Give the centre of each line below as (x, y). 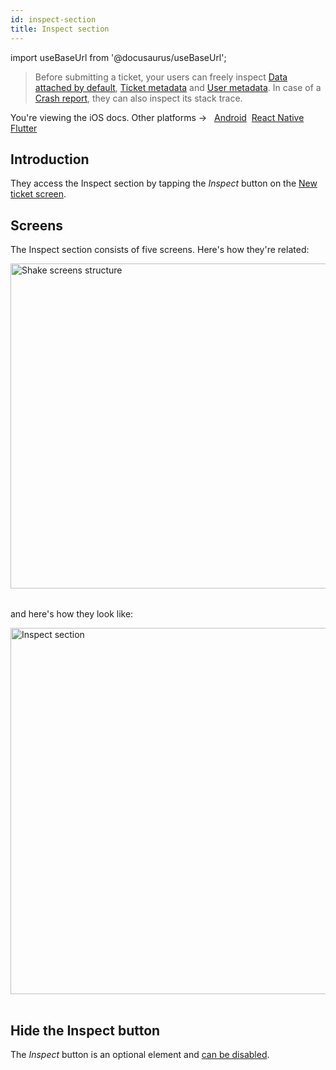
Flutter (24, 128)
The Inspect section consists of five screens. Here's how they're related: (160, 250)
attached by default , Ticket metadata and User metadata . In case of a (178, 87)
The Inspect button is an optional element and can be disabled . (140, 1054)
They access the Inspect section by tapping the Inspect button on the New (164, 183)
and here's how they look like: (72, 614)
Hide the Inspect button (85, 1030)
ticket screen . (38, 194)
